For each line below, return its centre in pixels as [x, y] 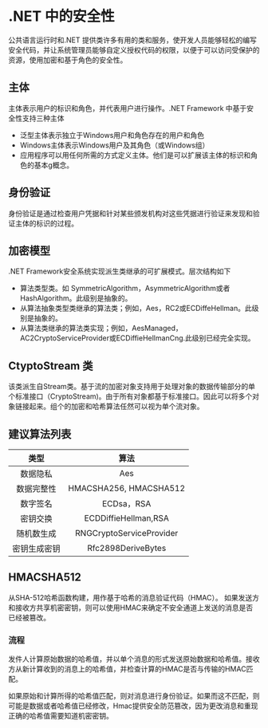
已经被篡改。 [29, 617]
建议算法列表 [40, 434]
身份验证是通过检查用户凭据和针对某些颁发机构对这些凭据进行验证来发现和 [130, 213]
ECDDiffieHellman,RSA [127, 518]
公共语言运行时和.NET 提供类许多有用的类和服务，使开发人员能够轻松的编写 [132, 40]
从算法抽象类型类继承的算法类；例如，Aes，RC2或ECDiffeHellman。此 [136, 309]
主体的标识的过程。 [46, 223]
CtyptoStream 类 [51, 366]
